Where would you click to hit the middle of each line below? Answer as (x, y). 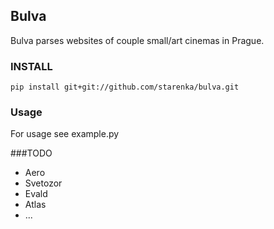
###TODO (31, 153)
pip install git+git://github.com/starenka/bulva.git (125, 87)
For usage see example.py (65, 134)
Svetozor (43, 183)
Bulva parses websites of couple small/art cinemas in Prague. (137, 40)
